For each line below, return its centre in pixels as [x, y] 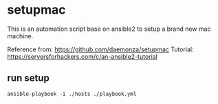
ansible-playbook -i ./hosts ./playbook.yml [72, 94]
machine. [20, 36]
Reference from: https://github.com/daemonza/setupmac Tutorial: [100, 49]
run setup [28, 78]
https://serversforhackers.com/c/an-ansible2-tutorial [83, 56]
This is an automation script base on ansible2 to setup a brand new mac [109, 29]
